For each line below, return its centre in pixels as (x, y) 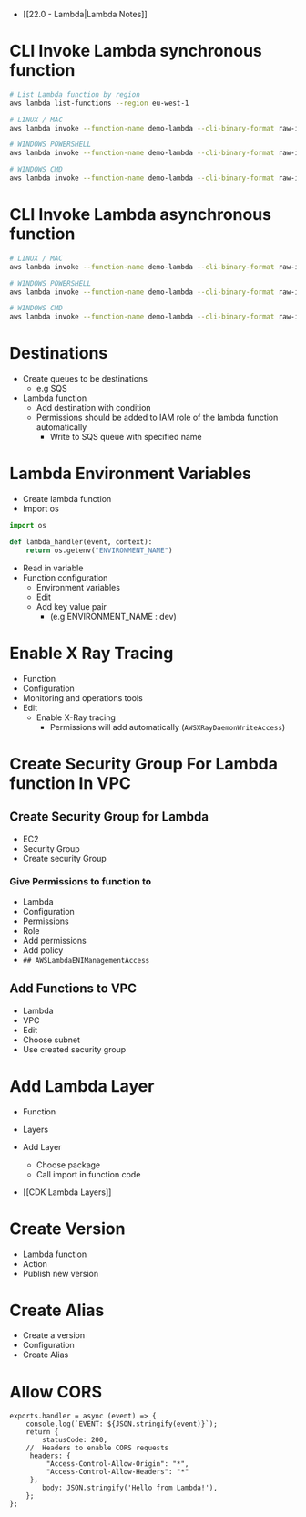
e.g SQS (51, 389)
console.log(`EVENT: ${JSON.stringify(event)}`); (122, 1424)
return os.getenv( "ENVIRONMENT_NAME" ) (99, 550)
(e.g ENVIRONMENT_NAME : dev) (113, 616)
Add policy (43, 950)
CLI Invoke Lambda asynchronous (140, 215)
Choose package (68, 1165)
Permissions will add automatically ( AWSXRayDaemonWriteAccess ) (167, 727)
